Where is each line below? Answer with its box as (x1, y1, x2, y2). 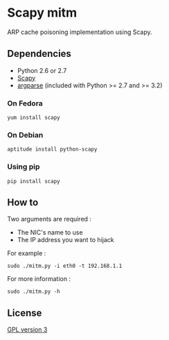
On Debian (7, 130, 44, 139)
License (7, 307, 42, 318)
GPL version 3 (7, 325, 48, 334)
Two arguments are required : (7, 215, 92, 223)
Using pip (7, 162, 40, 171)
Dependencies (7, 48, 71, 60)
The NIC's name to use (17, 228, 83, 237)
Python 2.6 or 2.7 (17, 66, 67, 74)
